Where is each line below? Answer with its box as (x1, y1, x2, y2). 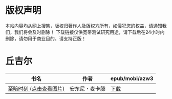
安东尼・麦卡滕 (69, 85, 106, 92)
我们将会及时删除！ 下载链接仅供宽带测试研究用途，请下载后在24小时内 (14, 29, 165, 35)
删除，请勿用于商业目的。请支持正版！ (5, 35, 86, 42)
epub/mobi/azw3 (110, 75, 154, 82)
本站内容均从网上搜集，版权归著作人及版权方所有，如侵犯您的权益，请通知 (5, 23, 162, 29)
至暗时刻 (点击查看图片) (8, 85, 65, 92)
